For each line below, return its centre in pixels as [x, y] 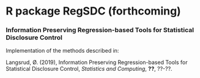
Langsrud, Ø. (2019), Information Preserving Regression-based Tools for [97, 62]
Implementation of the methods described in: [62, 51]
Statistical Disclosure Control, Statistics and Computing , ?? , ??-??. [89, 69]
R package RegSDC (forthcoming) [93, 11]
